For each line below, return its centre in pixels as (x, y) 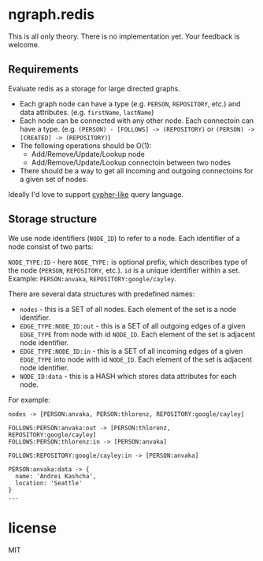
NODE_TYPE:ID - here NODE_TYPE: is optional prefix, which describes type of (128, 262)
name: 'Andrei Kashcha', (56, 476)
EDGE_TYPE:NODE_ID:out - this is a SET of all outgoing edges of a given (132, 325)
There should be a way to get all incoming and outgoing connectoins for (136, 170)
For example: (30, 399)
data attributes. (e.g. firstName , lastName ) (87, 112)
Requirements (43, 70)
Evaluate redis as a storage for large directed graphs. (94, 88)
